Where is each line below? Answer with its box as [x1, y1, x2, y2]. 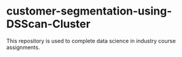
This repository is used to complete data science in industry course [6, 37, 176, 44]
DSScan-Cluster [6, 17, 90, 31]
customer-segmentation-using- [6, 4, 172, 18]
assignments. [6, 44, 40, 51]
